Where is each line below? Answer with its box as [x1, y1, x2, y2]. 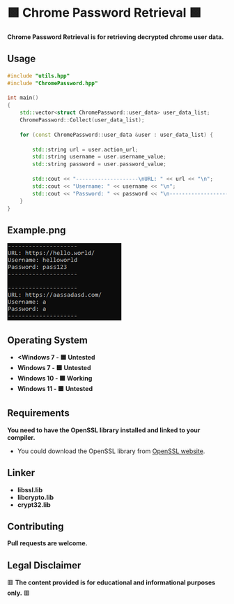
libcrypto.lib [17, 493, 54, 501]
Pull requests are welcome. [7, 539, 88, 547]
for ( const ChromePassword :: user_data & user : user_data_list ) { [19, 131, 214, 138]
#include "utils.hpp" [7, 72, 70, 80]
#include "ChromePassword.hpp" [7, 80, 98, 87]
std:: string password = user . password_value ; [32, 161, 167, 168]
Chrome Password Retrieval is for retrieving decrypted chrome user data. [7, 32, 224, 41]
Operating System [7, 334, 88, 346]
